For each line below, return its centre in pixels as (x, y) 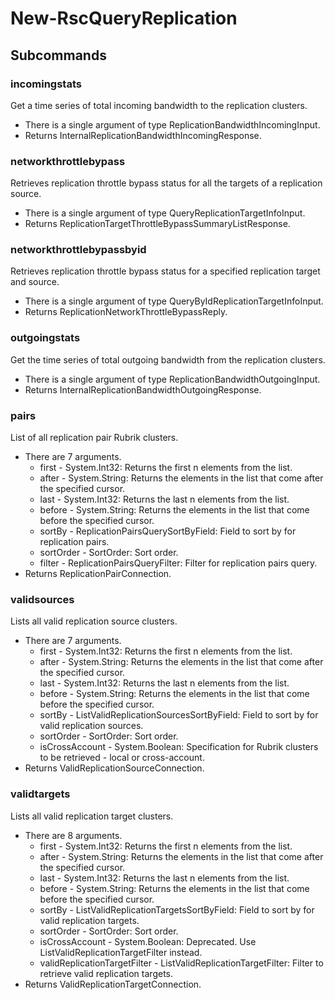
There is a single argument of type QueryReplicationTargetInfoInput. (165, 213)
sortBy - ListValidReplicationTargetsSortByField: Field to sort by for (177, 909)
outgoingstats (45, 338)
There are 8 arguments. (73, 835)
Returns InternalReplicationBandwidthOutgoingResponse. (143, 389)
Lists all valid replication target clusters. (92, 816)
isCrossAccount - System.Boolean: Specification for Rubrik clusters (179, 747)
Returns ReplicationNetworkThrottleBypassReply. (126, 312)
